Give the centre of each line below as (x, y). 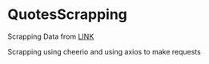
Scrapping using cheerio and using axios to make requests (104, 51)
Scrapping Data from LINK (51, 36)
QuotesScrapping (67, 15)
